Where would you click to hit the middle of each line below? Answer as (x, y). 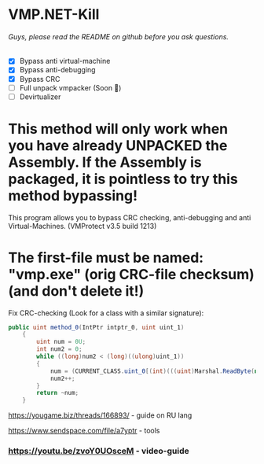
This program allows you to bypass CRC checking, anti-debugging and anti (130, 217)
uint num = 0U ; (61, 342)
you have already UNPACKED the (118, 145)
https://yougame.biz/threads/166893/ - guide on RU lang (100, 415)
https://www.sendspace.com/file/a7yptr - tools (84, 431)
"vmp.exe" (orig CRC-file (92, 274)
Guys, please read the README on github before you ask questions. (119, 36)
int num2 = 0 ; (59, 349)
